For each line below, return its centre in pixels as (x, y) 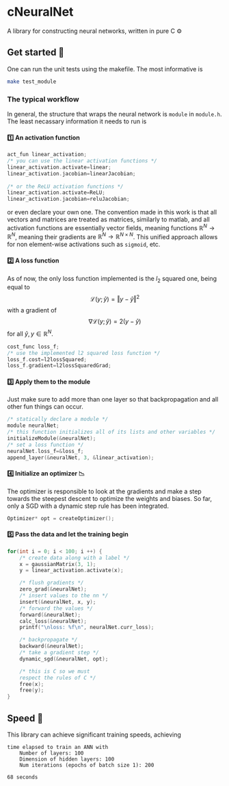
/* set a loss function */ (45, 445)
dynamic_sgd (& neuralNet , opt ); (64, 659)
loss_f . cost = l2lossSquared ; (47, 359)
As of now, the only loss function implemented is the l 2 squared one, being (112, 279)
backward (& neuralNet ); (52, 646)
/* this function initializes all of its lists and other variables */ (111, 432)
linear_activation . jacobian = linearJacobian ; (71, 173)
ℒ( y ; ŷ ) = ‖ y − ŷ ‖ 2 (115, 299)
